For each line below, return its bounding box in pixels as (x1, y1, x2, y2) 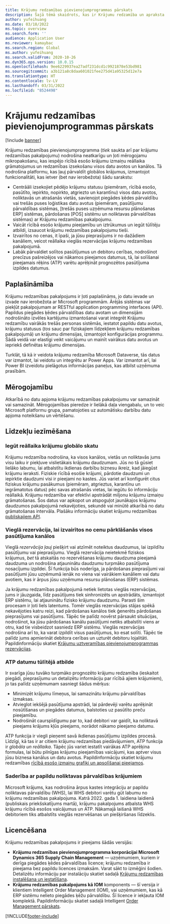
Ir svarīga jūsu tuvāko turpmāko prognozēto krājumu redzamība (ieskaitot (5, 670, 159, 676)
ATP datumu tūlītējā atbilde (5, 658, 75, 665)
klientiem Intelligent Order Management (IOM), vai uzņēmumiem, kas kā (12, 887, 163, 893)
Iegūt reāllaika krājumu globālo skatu (5, 442, 98, 450)
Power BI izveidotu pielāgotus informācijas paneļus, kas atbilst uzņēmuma (5, 363, 160, 369)
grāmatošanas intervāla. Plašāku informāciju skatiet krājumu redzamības (5, 508, 157, 514)
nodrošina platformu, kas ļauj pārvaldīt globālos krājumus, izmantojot (5, 169, 150, 175)
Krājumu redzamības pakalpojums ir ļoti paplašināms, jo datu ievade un (5, 293, 154, 300)
